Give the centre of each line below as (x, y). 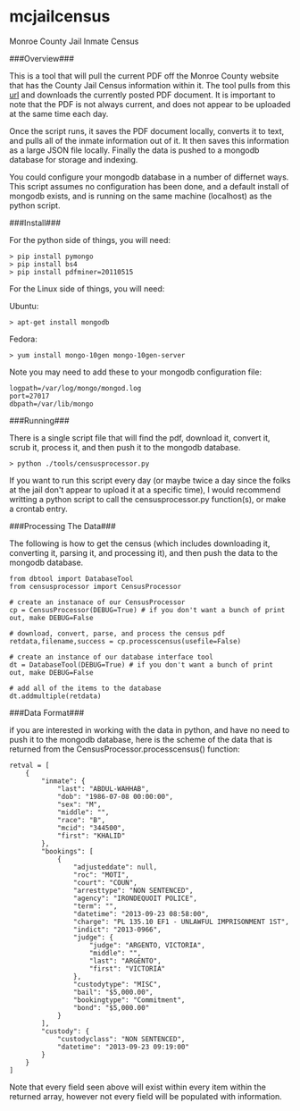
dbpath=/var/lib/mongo (51, 404)
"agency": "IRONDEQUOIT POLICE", (135, 898)
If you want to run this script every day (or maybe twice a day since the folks (150, 480)
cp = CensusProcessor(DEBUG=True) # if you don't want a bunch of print (147, 610)
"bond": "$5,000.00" (111, 1007)
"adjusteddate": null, (115, 867)
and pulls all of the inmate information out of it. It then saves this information (150, 140)
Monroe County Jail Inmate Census (74, 41)
